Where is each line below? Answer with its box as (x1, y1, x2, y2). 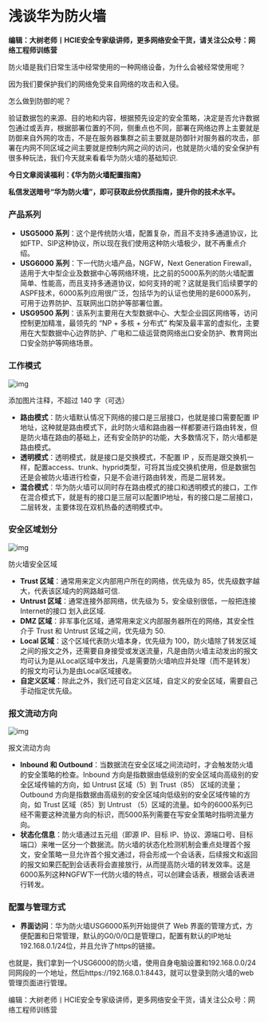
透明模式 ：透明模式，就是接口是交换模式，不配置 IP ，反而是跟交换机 (19, 452, 247, 461)
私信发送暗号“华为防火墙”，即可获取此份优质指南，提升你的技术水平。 (8, 187, 240, 196)
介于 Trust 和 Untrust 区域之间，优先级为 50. (19, 626, 166, 636)
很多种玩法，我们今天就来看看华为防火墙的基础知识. (8, 153, 179, 162)
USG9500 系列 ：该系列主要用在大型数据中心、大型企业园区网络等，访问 (19, 308, 258, 318)
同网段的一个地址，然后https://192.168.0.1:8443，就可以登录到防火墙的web (8, 968, 254, 978)
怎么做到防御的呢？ (8, 96, 72, 105)
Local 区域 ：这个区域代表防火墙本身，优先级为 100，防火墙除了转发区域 (19, 636, 257, 645)
